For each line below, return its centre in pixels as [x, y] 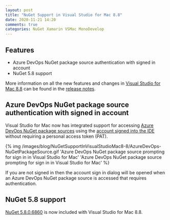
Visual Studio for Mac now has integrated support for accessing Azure [79, 125]
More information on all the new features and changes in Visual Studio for [83, 83]
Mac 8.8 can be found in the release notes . [50, 88]
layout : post [19, 10]
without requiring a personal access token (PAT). [57, 136]
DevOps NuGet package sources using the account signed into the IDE [80, 131]
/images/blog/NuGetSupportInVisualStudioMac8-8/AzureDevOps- [91, 146]
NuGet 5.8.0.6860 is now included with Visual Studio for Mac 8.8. [74, 212]
